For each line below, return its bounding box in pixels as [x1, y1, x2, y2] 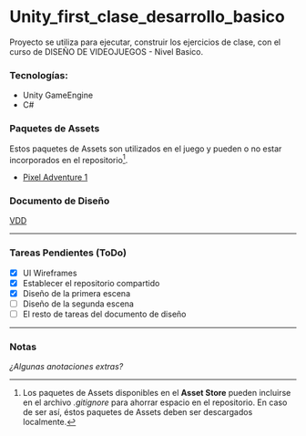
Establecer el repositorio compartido [22, 277, 160, 288]
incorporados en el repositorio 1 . [9, 152, 128, 165]
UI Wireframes [22, 267, 77, 278]
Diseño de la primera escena [22, 287, 131, 298]
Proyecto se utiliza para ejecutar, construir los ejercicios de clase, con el [9, 36, 280, 47]
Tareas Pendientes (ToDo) [9, 246, 127, 259]
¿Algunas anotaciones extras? [9, 361, 124, 372]
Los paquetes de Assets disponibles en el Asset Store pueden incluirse [22, 388, 291, 399]
